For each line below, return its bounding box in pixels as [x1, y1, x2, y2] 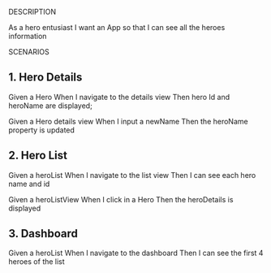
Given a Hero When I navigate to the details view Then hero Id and [8, 92, 230, 102]
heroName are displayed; [8, 101, 93, 110]
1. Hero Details [8, 71, 83, 84]
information [8, 32, 47, 41]
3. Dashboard [8, 227, 79, 240]
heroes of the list [8, 257, 65, 266]
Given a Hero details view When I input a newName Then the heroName [8, 116, 249, 126]
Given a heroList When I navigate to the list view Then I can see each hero [8, 170, 256, 180]
